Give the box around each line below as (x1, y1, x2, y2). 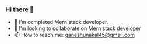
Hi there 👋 (5, 5, 34, 13)
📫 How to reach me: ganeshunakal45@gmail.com (13, 32, 135, 39)
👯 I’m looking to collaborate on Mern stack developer (13, 25, 141, 32)
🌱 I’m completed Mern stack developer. (13, 19, 108, 26)
